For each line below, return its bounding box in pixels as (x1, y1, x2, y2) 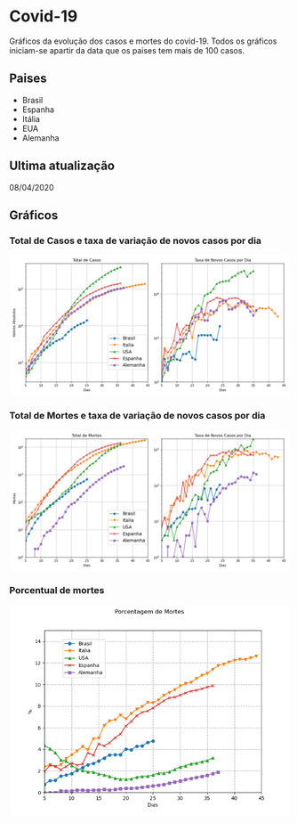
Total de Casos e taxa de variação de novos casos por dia (9, 234, 262, 247)
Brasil (21, 94, 44, 105)
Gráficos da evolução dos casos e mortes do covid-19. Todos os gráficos (9, 36, 277, 46)
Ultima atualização (9, 159, 116, 174)
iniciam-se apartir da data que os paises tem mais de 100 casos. (9, 45, 245, 55)
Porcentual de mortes (9, 584, 105, 597)
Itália (21, 113, 40, 124)
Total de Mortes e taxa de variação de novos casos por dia (9, 410, 266, 422)
